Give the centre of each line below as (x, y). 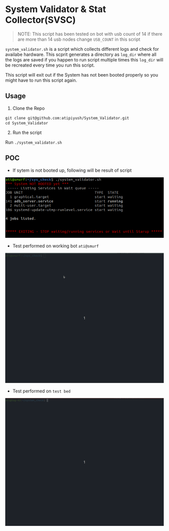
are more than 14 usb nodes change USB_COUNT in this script (79, 39)
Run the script (27, 132)
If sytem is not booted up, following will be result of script (72, 170)
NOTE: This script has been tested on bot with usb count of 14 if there (90, 34)
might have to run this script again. (41, 80)
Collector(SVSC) (41, 20)
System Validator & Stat (56, 9)
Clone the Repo (29, 108)
